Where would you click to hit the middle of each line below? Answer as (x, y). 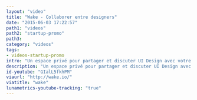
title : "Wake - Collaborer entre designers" (62, 17)
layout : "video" (26, 11)
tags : (13, 50)
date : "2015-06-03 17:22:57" (42, 22)
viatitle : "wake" (27, 83)
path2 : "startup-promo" (35, 34)
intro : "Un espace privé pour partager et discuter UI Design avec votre (99, 61)
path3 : (14, 39)
